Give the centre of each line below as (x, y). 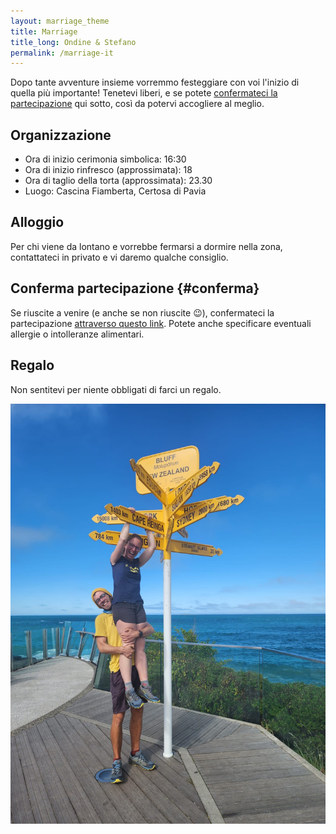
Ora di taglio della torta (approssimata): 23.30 (118, 181)
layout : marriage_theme (60, 21)
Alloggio (37, 222)
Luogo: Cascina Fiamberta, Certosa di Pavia (115, 191)
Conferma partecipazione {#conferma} (135, 288)
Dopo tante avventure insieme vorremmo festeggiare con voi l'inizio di (155, 82)
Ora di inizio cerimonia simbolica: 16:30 (105, 159)
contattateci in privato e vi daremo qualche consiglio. (119, 257)
